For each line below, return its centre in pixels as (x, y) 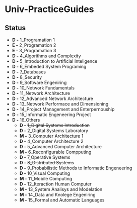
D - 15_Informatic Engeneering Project (51, 115)
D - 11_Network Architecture (41, 93)
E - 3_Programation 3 (34, 50)
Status (15, 28)
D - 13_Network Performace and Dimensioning (60, 104)
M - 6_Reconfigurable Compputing (55, 152)
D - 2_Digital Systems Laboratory (54, 131)
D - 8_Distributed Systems (47, 163)
